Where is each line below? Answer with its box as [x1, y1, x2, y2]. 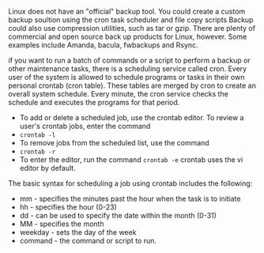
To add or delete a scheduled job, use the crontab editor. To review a [19, 113, 244, 122]
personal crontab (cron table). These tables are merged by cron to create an [8, 81, 257, 90]
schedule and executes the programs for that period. [8, 98, 180, 107]
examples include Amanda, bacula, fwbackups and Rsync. [8, 40, 199, 50]
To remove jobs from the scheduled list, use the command [19, 138, 209, 147]
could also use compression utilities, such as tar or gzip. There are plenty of [8, 24, 255, 32]
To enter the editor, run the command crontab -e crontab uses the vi [19, 155, 243, 164]
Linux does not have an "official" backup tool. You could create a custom [8, 7, 246, 16]
